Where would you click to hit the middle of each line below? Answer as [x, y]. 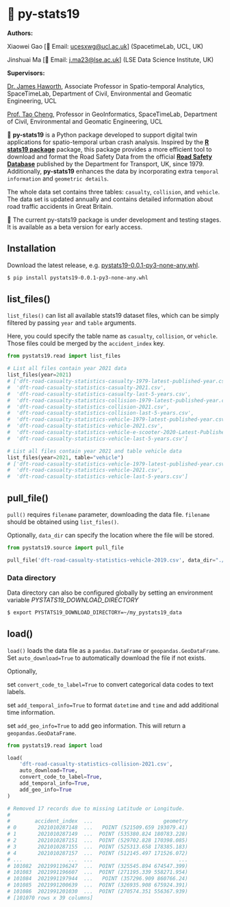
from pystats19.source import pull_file [66, 548]
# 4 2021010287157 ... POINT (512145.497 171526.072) [98, 853]
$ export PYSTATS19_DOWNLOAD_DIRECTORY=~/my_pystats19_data [95, 613]
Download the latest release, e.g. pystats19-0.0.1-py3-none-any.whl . [103, 265]
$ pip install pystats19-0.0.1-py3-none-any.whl [78, 277]
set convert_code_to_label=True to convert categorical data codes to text [110, 684]
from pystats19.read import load [55, 745]
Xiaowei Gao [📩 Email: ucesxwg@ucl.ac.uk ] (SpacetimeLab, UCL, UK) [105, 46]
